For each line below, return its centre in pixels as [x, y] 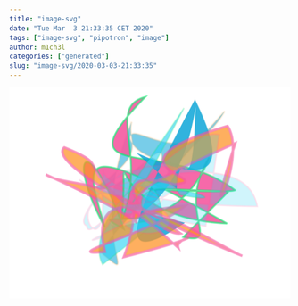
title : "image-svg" [46, 19]
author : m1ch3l [37, 47]
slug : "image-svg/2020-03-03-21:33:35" [83, 66]
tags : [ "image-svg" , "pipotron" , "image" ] [89, 37]
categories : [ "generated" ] [59, 57]
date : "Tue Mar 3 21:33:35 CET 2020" [81, 28]
